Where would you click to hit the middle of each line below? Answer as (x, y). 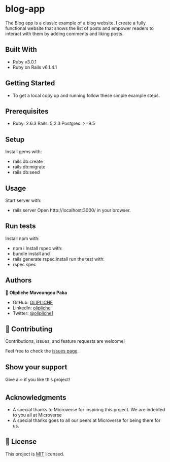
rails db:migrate (29, 167)
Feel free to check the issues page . (42, 351)
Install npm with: (22, 238)
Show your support (36, 367)
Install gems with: (24, 152)
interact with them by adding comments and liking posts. (64, 33)
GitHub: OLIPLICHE (33, 302)
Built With (21, 49)
